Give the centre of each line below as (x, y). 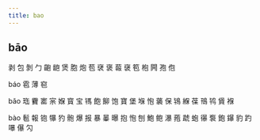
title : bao (26, 15)
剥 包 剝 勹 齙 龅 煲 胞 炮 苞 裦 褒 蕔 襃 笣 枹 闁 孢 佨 (92, 67)
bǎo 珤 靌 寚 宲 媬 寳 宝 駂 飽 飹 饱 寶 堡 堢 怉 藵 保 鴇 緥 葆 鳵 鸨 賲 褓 (121, 101)
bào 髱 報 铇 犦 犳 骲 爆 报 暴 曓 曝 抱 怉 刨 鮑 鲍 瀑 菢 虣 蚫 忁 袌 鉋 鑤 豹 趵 (130, 118)
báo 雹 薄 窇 (28, 85)
